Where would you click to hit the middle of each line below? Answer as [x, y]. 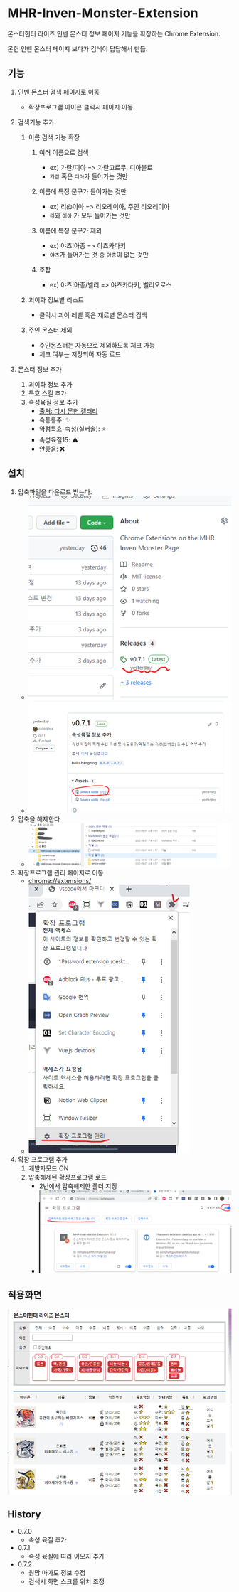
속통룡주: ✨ [55, 420]
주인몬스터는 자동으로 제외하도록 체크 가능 [97, 345]
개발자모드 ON [48, 1168]
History [24, 1514]
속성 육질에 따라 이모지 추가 [66, 1556]
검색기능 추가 [36, 122]
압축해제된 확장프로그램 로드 [67, 1177]
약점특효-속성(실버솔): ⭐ [73, 429]
